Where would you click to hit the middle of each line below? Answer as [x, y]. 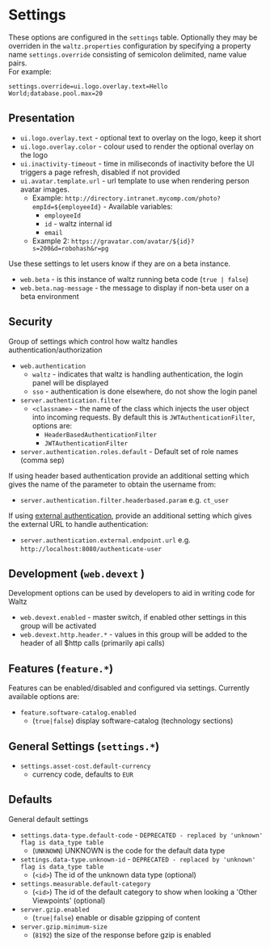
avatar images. [45, 189]
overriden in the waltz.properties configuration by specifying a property [130, 45]
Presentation [42, 118]
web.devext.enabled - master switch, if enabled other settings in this [133, 617]
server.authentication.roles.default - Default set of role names [129, 451]
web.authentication [53, 366]
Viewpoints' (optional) [69, 900]
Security [30, 322]
